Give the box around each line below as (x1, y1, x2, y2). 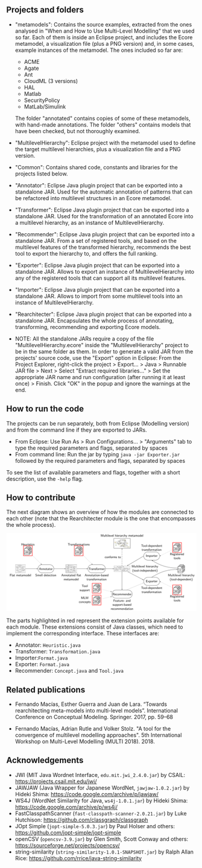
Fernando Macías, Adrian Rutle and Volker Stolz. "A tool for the (14, 725, 171, 732)
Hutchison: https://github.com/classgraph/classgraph (14, 816, 148, 823)
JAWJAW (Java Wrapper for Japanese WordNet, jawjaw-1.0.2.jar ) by (14, 784, 190, 791)
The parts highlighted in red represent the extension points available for (6, 617, 185, 624)
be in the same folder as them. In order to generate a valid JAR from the (14, 348, 194, 355)
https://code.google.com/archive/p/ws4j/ (14, 803, 118, 810)
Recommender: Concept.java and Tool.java (14, 667, 124, 675)
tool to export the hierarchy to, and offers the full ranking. (14, 250, 158, 257)
